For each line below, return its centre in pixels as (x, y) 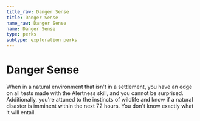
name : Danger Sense (31, 29)
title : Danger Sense (33, 18)
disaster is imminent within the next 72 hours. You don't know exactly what (100, 106)
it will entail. (21, 112)
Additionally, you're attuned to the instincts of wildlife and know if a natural (100, 99)
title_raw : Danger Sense (38, 12)
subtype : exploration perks (42, 40)
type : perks (21, 34)
